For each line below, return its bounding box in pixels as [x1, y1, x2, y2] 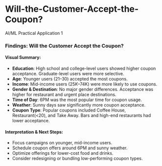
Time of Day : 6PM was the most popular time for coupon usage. [12, 97, 142, 103]
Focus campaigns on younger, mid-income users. [12, 140, 113, 146]
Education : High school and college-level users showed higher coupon [12, 65, 156, 72]
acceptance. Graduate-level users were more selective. [12, 71, 124, 77]
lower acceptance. [12, 118, 50, 124]
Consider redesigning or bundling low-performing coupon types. [12, 156, 143, 162]
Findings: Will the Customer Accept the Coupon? [5, 42, 124, 49]
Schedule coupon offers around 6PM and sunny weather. [12, 145, 128, 151]
